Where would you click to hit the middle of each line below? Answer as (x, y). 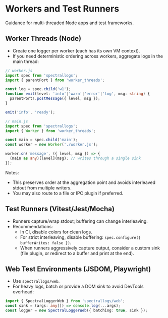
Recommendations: (33, 226)
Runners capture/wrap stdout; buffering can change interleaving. (80, 221)
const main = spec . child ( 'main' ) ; (42, 140)
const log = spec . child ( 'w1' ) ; (38, 89)
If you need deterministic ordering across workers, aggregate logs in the (88, 56)
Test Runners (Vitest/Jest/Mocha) (60, 209)
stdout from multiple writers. (42, 187)
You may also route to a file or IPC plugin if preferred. (68, 193)
